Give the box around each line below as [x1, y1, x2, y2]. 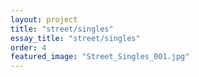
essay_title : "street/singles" [10, 33, 141, 43]
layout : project [10, 14, 78, 25]
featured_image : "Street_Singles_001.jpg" [10, 52, 190, 62]
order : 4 [10, 42, 47, 53]
